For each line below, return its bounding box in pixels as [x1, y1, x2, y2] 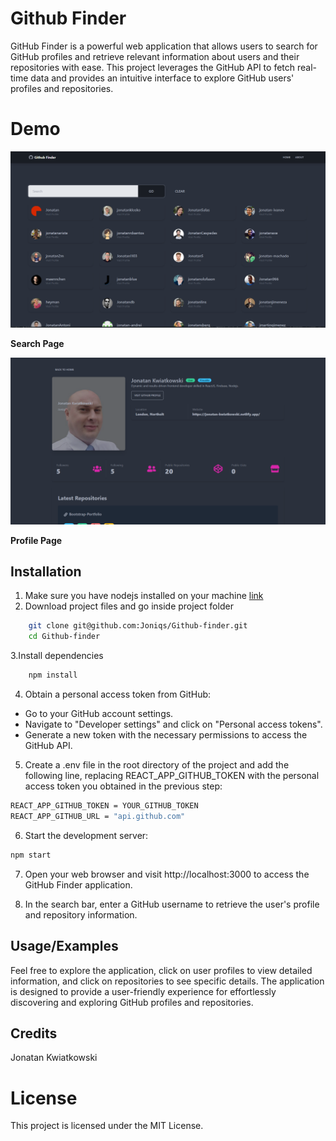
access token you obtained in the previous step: [24, 780, 223, 792]
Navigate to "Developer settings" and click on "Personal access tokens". [24, 718, 323, 731]
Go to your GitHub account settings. [24, 708, 174, 720]
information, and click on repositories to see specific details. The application [10, 975, 325, 987]
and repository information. [24, 908, 138, 921]
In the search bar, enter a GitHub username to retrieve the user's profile [24, 898, 320, 910]
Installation [10, 563, 82, 581]
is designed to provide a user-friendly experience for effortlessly [10, 985, 277, 997]
